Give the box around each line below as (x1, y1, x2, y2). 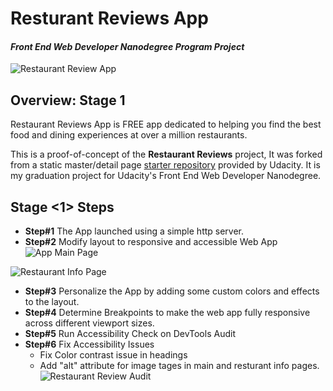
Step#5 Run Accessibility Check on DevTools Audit (24, 328, 236, 340)
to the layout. (24, 296, 80, 308)
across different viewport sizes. (24, 317, 155, 329)
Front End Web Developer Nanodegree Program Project (10, 40, 245, 52)
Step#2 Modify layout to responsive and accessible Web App (24, 236, 278, 248)
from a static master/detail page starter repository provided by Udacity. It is (10, 159, 321, 171)
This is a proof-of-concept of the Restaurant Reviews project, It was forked (10, 148, 323, 161)
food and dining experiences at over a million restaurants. (10, 129, 248, 141)
